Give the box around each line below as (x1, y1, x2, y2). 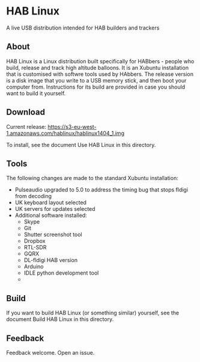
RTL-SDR (23, 244, 47, 251)
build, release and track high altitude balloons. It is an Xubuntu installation (6, 64, 189, 71)
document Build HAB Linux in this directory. (6, 316, 114, 323)
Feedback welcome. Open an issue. (6, 349, 95, 356)
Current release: (6, 123, 47, 130)
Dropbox (23, 237, 46, 245)
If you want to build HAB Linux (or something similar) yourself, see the (6, 309, 180, 317)
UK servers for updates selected (14, 205, 95, 213)
